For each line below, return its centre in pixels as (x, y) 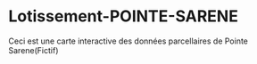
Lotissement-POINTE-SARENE (123, 16)
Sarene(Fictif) (33, 50)
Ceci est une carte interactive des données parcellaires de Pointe (128, 41)
